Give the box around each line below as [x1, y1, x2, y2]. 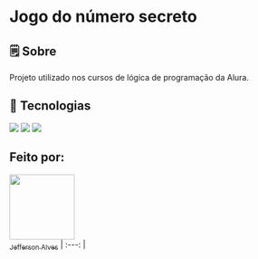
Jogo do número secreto [9, 6, 197, 27]
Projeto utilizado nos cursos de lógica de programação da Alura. [9, 72, 249, 82]
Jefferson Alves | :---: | [9, 238, 86, 252]
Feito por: [9, 149, 65, 165]
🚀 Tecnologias [9, 98, 91, 114]
